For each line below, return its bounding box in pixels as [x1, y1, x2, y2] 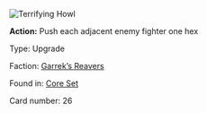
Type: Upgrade [9, 43, 66, 54]
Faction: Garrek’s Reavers [9, 61, 105, 71]
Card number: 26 [9, 95, 73, 106]
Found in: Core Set [9, 78, 79, 89]
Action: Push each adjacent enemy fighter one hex [9, 26, 199, 36]
